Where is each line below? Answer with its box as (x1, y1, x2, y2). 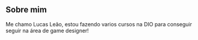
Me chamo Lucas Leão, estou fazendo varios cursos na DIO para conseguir (5, 20, 193, 27)
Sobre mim (5, 5, 47, 15)
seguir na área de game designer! (5, 27, 89, 34)
